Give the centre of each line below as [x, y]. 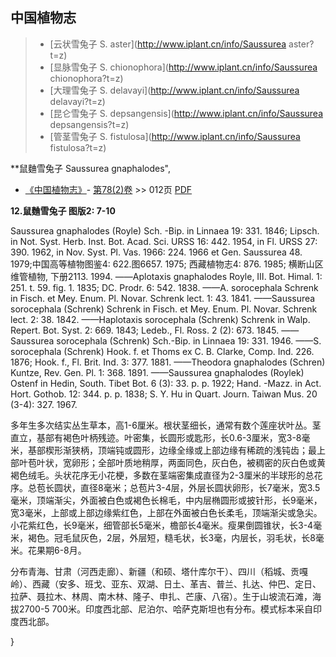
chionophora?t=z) [86, 78]
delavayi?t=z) [77, 101]
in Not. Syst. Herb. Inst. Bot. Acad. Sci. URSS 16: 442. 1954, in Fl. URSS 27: [164, 241]
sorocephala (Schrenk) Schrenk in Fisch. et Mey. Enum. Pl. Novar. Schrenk [164, 309]
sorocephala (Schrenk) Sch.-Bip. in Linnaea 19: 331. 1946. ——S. [189, 340]
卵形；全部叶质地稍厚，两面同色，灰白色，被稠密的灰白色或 [194, 462]
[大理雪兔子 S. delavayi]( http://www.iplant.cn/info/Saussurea [174, 90]
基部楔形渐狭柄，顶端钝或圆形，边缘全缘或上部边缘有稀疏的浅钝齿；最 [172, 450]
